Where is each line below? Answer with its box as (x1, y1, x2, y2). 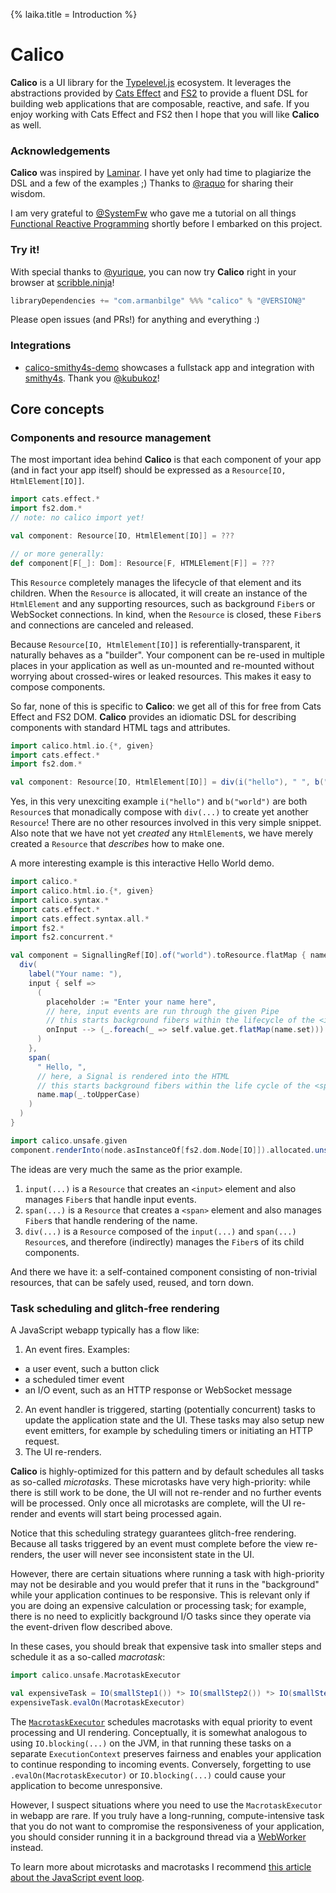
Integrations (10, 339, 72, 353)
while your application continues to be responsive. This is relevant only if (10, 1589, 311, 1601)
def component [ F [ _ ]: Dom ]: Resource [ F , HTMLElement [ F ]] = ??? (10, 558, 275, 568)
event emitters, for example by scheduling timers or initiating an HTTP (24, 1424, 314, 1436)
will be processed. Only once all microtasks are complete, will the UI (10, 1497, 292, 1509)
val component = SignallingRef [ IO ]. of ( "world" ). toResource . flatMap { (10, 950, 307, 961)
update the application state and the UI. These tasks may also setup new (24, 1414, 325, 1426)
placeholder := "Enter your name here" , (46, 997, 217, 1007)
